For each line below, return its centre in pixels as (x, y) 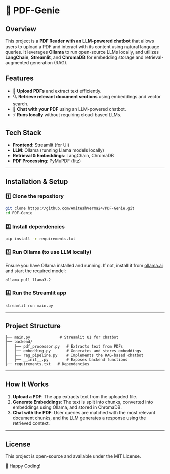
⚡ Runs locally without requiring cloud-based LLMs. (67, 115)
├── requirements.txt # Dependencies (47, 364)
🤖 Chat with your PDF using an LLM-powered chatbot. (69, 109)
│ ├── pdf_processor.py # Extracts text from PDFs (64, 347)
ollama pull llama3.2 (28, 280)
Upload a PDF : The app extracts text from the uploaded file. (75, 397)
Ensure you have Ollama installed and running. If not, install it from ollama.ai (84, 265)
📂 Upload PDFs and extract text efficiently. (57, 91)
